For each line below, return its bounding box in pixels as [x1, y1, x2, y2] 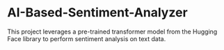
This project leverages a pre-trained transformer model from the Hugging [7, 27, 218, 36]
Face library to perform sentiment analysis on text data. [7, 34, 166, 42]
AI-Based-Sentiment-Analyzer [7, 5, 188, 21]
